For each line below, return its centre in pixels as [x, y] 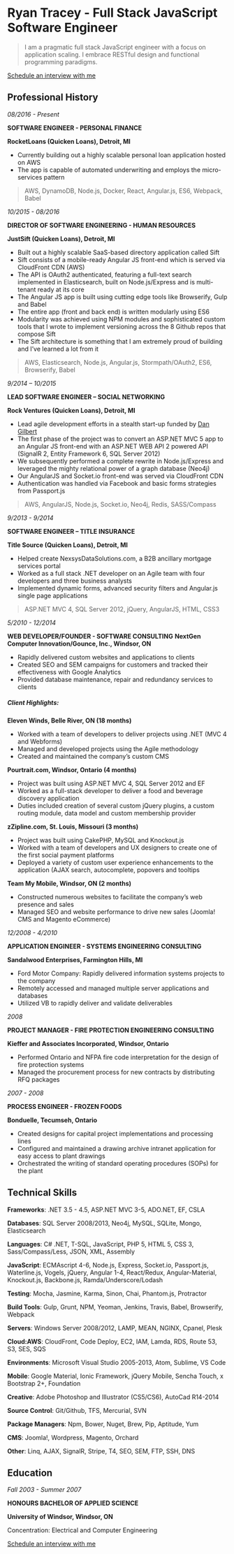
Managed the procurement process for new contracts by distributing [116, 1072]
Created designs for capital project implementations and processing [115, 1133]
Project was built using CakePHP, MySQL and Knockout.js [101, 840]
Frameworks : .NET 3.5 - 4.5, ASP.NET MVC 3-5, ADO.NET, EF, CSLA [106, 1210]
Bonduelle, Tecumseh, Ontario [52, 1120]
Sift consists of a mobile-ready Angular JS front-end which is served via [121, 259]
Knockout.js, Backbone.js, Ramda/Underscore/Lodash [85, 1279]
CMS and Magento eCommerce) [64, 919]
